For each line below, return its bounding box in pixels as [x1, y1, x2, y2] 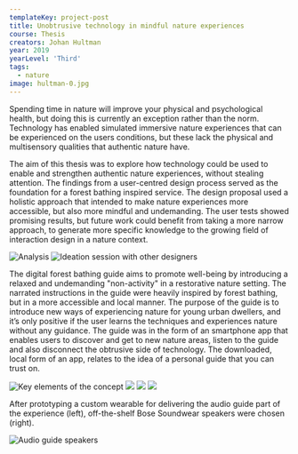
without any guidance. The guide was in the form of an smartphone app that [9, 325, 289, 336]
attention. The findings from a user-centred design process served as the [9, 177, 278, 187]
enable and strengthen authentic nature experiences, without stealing [9, 168, 264, 179]
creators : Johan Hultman [9, 37, 101, 47]
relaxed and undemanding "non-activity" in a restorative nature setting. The [9, 277, 286, 289]
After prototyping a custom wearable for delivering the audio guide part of [9, 398, 281, 409]
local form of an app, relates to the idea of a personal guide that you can [9, 353, 274, 364]
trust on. [9, 362, 40, 373]
